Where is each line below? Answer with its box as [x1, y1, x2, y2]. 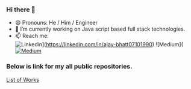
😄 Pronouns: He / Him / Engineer [14, 19, 98, 26]
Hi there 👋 [6, 5, 36, 14]
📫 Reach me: [14, 32, 49, 40]
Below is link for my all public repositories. [6, 63, 133, 71]
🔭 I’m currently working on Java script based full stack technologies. [14, 25, 186, 32]
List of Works [6, 76, 39, 83]
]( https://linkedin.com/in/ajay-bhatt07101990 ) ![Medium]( [42, 41, 184, 48]
